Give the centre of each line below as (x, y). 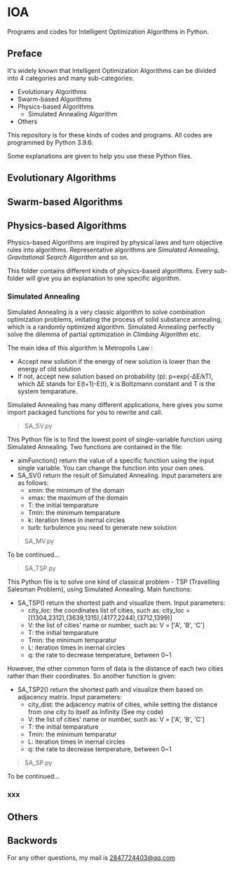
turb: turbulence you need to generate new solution (102, 527)
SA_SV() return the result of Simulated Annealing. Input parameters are (119, 475)
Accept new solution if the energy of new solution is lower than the (114, 361)
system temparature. (47, 391)
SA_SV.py (38, 425)
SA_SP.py (38, 762)
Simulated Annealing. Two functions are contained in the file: (95, 446)
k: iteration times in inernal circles (76, 520)
